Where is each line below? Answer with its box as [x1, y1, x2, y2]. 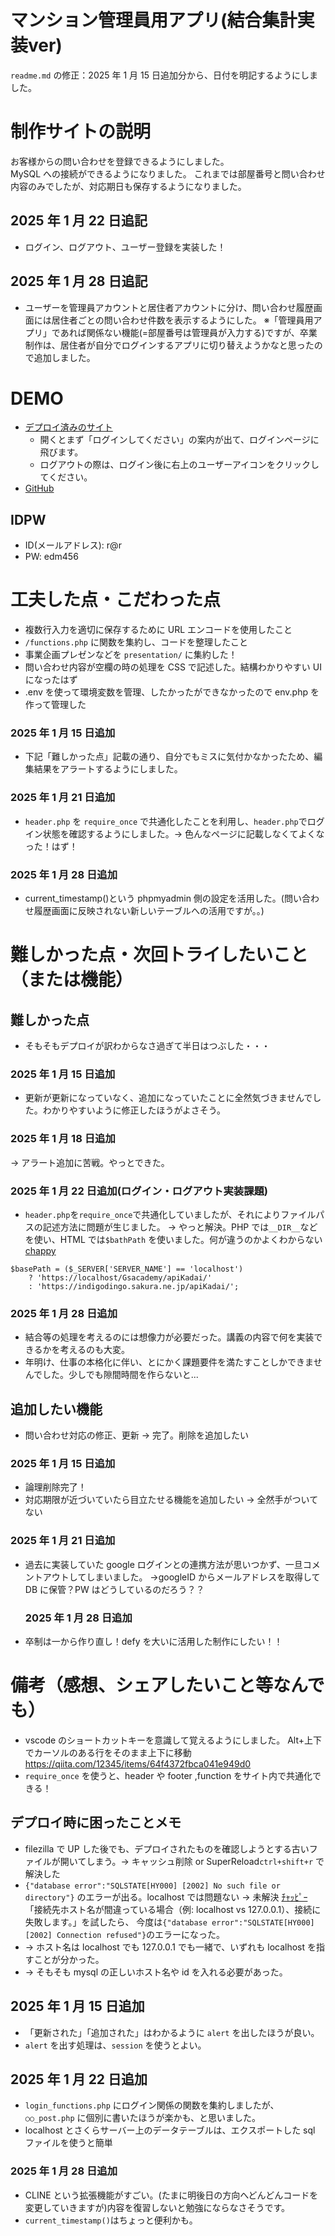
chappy [24, 1244, 57, 1256]
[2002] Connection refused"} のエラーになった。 [24, 1928, 226, 1940]
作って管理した [24, 699, 87, 711]
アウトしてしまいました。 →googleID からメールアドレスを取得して [42, 1571, 321, 1583]
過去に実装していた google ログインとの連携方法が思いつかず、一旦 [24, 1558, 303, 1570]
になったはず [24, 674, 78, 686]
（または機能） [10, 969, 134, 991]
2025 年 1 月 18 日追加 [10, 1132, 116, 1146]
